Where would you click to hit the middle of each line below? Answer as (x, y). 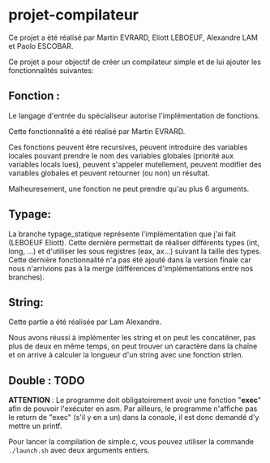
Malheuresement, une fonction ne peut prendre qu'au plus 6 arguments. (129, 188)
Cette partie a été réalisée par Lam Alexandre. (85, 322)
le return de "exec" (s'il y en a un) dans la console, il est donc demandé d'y (134, 418)
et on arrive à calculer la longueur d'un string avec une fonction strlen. (126, 355)
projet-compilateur (74, 15)
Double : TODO (47, 381)
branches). (26, 277)
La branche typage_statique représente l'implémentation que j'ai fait (122, 234)
